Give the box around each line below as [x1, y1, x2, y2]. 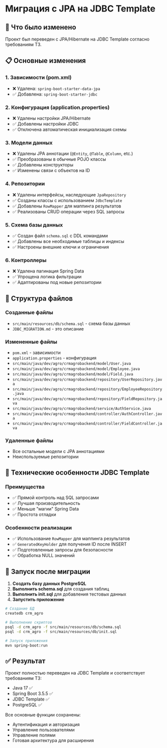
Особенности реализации [5, 524, 72, 531]
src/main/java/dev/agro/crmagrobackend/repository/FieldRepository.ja [12, 396, 163, 401]
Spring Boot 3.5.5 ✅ [12, 690, 53, 696]
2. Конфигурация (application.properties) [5, 103, 110, 110]
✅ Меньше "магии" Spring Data [12, 506, 79, 512]
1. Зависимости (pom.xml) [5, 74, 72, 81]
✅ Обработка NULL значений [12, 552, 75, 558]
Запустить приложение [12, 596, 65, 602]
